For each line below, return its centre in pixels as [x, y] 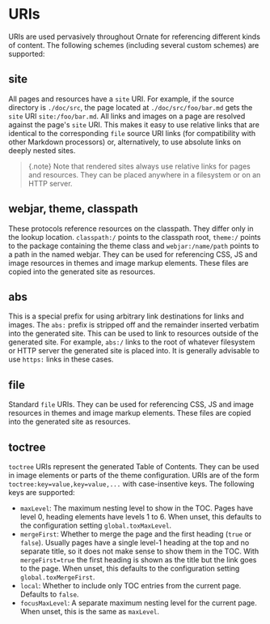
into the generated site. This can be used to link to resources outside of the [133, 334]
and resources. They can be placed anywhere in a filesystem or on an [144, 174]
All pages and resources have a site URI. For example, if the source [121, 99]
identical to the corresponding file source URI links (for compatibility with [132, 133]
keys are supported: [42, 492]
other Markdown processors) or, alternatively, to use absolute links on [124, 142]
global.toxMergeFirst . [57, 577]
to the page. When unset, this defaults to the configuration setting [130, 568]
